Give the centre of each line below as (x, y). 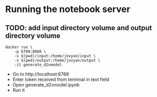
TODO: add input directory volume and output (79, 28)
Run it (19, 90)
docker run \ (19, 47)
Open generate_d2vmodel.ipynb (46, 85)
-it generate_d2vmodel (38, 65)
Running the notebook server (68, 9)
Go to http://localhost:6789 (41, 74)
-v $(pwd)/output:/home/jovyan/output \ (57, 60)
